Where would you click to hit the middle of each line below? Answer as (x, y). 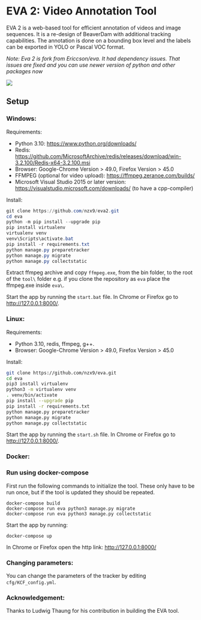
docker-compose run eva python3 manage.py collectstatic (79, 514)
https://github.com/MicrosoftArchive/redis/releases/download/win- (98, 156)
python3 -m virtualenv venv (41, 390)
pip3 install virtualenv (37, 384)
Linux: (16, 319)
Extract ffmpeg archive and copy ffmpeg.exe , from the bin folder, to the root (100, 272)
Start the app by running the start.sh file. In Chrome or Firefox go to (91, 435)
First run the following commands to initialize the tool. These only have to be (100, 486)
